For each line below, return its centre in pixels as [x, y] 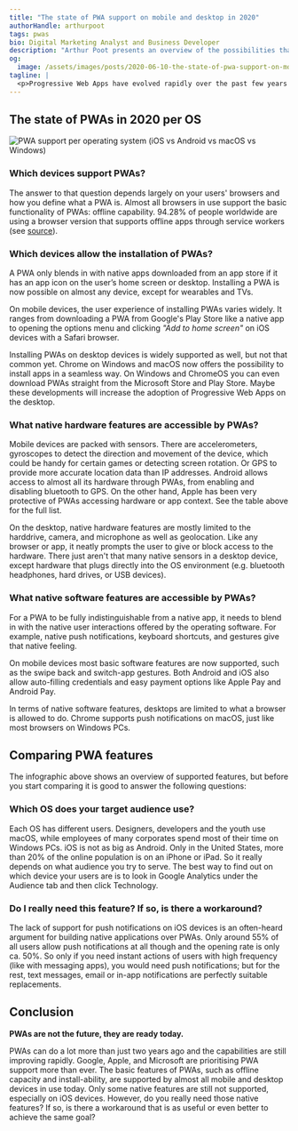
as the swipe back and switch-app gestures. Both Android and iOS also [139, 672]
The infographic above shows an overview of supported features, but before [149, 777]
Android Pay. [32, 691]
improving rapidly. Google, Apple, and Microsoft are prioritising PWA [134, 1060]
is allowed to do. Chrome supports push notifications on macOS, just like [142, 718]
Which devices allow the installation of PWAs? [111, 253]
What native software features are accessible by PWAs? [133, 598]
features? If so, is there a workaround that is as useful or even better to [139, 1107]
